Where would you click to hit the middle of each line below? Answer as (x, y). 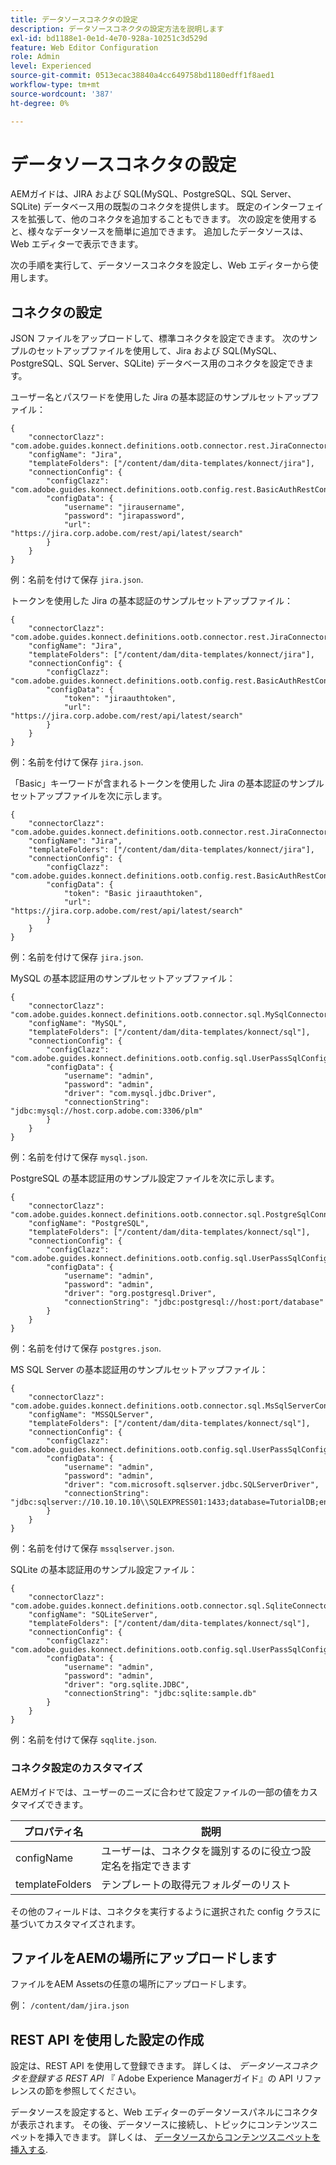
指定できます (161, 1866)
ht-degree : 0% (40, 103)
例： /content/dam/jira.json (70, 2005)
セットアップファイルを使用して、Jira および (128, 351)
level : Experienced (51, 66)
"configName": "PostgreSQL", (89, 1224)
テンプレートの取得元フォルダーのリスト (196, 1884)
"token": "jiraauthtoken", (120, 699)
